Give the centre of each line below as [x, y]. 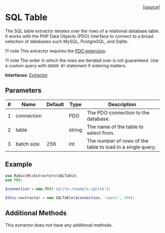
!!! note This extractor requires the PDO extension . [56, 51]
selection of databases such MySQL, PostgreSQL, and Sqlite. [67, 41]
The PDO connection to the [118, 112]
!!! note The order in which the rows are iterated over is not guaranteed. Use [82, 60]
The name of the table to [115, 127]
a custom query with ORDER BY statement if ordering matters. [66, 65]
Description [122, 104]
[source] [151, 7]
